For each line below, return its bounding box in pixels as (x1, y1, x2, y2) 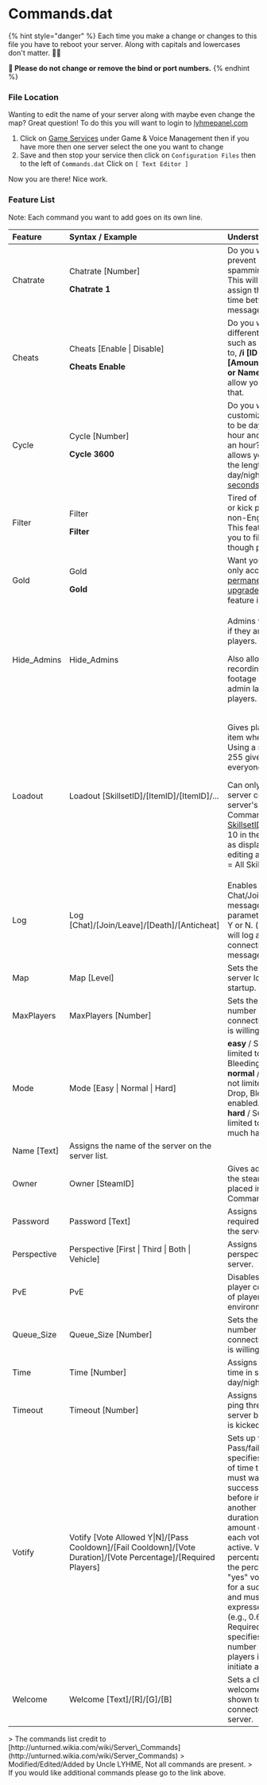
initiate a (227, 1661, 260, 1672)
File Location (8, 91, 60, 103)
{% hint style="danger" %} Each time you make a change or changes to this (8, 31, 257, 41)
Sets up (227, 1432, 256, 1443)
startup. (227, 982, 257, 993)
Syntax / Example (68, 231, 137, 243)
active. (227, 1542, 253, 1553)
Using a (227, 741, 256, 752)
